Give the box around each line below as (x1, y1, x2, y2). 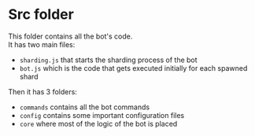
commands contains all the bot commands (19, 102, 150, 112)
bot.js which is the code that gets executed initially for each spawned (19, 63, 248, 72)
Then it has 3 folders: (8, 86, 77, 96)
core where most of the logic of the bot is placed (19, 119, 178, 128)
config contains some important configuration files (19, 110, 185, 119)
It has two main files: (8, 39, 76, 49)
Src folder (8, 6, 75, 24)
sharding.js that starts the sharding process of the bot (19, 55, 198, 64)
